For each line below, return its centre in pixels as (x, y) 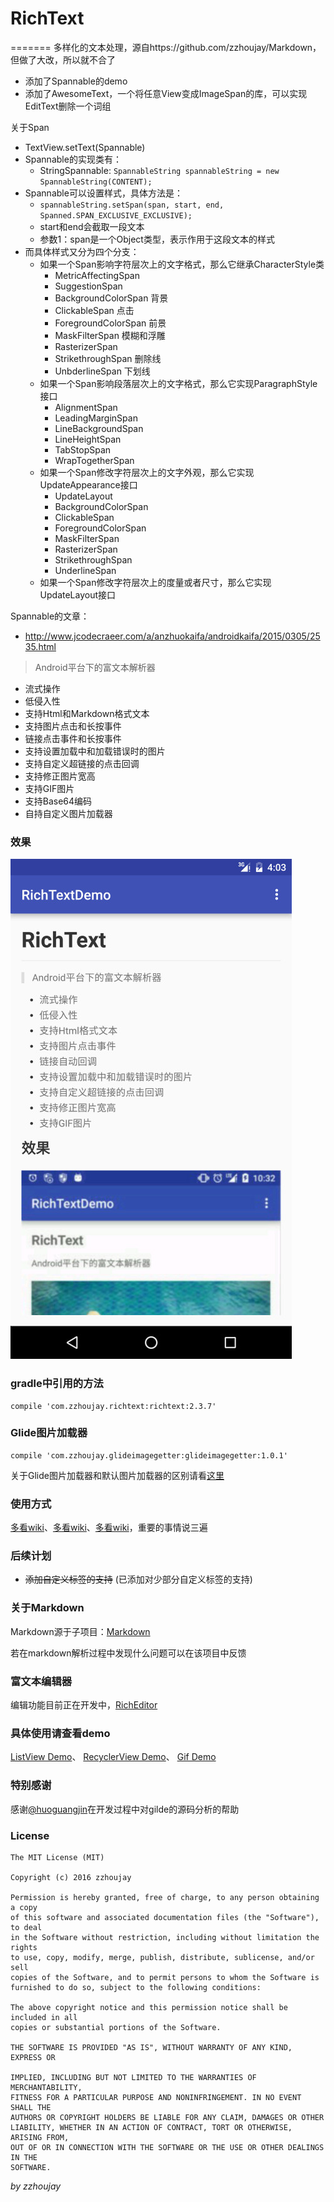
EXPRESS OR (33, 2057)
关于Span (30, 127)
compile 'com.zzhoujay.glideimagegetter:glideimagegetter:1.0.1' (149, 1455)
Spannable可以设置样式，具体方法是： (103, 193)
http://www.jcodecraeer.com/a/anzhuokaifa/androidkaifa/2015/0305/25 (172, 636)
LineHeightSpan (88, 439)
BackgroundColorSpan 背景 (111, 298)
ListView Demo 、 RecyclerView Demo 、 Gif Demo (113, 1757)
